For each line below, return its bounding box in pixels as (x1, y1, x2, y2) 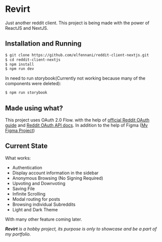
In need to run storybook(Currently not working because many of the (5, 75, 146, 81)
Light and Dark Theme (12, 206, 58, 212)
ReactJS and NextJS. (5, 25, 48, 31)
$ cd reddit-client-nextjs (5, 57, 61, 62)
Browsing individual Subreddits (12, 201, 76, 207)
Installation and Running (5, 40, 82, 48)
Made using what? (5, 104, 63, 112)
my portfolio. (5, 231, 31, 237)
